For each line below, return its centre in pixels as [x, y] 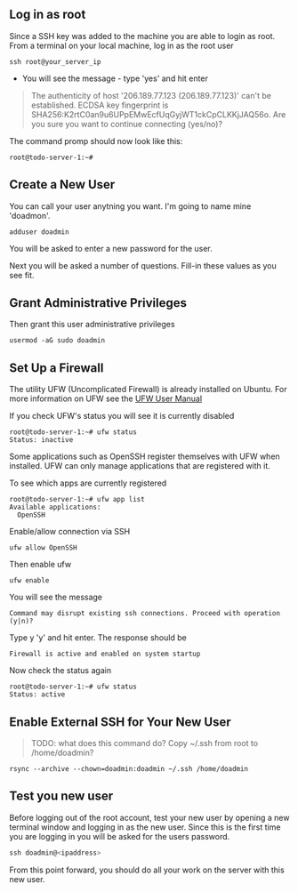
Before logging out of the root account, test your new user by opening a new [149, 817]
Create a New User [62, 185]
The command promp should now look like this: [96, 141]
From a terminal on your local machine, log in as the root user [121, 45]
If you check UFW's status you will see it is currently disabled [122, 416]
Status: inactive [41, 440]
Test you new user [61, 796]
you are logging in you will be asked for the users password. [120, 836]
